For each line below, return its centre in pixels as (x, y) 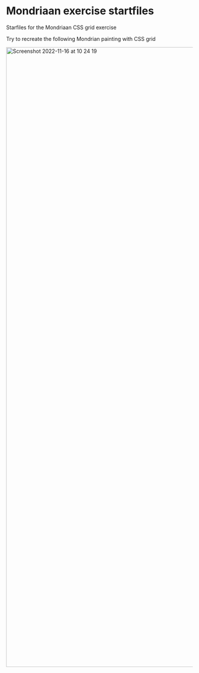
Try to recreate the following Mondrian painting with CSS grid (81, 39)
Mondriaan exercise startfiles (80, 11)
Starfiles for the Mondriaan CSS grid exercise (61, 27)
